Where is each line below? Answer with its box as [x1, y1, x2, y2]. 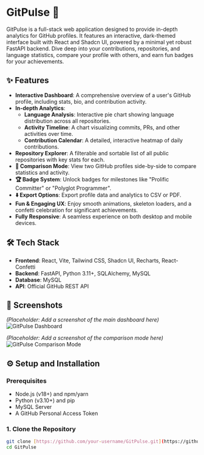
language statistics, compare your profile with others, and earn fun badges [6, 51, 194, 58]
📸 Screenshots [6, 300, 63, 310]
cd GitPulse [6, 444, 36, 451]
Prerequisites [6, 376, 47, 385]
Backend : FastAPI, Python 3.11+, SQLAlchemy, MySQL [15, 269, 151, 277]
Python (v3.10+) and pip [15, 397, 75, 404]
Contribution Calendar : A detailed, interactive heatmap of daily [24, 136, 183, 144]
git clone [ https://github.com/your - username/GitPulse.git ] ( [6, 439, 165, 445]
